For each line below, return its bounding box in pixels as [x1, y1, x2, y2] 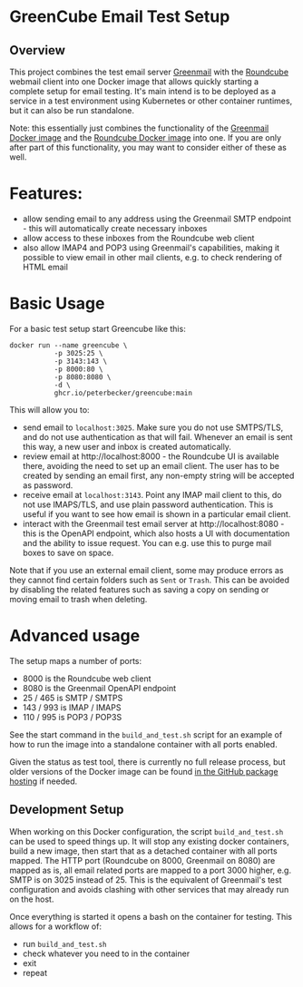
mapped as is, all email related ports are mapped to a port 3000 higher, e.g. [9, 865, 292, 875]
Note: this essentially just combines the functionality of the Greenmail [9, 122, 269, 133]
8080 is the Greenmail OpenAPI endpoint [22, 682, 177, 693]
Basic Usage [9, 293, 105, 314]
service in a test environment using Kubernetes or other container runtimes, [9, 95, 293, 106]
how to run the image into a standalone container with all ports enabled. [9, 738, 279, 749]
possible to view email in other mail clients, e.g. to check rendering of [22, 251, 283, 262]
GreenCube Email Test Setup [9, 6, 230, 27]
